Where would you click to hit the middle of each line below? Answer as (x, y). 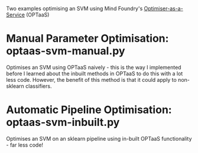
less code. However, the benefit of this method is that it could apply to (92, 79)
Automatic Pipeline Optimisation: (89, 110)
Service (16, 15)
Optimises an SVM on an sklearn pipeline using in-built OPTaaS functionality (99, 138)
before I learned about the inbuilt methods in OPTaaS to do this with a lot (95, 74)
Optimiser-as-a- (163, 9)
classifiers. (39, 86)
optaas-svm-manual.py (66, 51)
